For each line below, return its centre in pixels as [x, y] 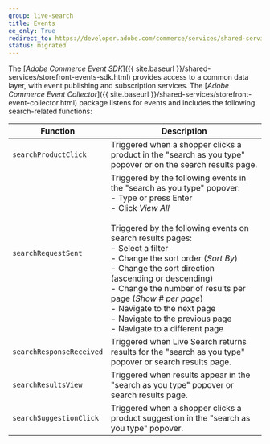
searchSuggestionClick [55, 418]
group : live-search [41, 16]
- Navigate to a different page [168, 329]
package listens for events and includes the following [167, 103]
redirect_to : [30, 38]
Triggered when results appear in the [181, 375]
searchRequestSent [47, 253]
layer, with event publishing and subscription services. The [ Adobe [119, 86]
